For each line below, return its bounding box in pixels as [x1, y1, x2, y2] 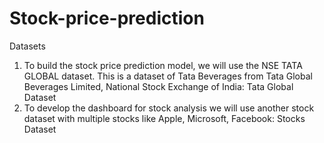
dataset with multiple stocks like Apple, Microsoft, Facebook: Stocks [23, 112, 306, 124]
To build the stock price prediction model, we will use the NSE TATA [23, 59, 303, 71]
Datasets [9, 40, 46, 52]
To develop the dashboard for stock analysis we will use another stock [23, 102, 315, 114]
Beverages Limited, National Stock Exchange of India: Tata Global [23, 80, 294, 92]
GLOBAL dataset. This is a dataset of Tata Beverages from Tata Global [23, 70, 313, 82]
